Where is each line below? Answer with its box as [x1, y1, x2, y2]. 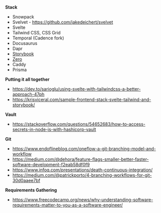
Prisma [12, 67, 27, 73]
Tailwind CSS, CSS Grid [12, 30, 61, 35]
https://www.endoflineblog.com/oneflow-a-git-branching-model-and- [12, 146, 156, 151]
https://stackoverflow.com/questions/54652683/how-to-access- [12, 121, 146, 127]
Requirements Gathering [5, 187, 57, 193]
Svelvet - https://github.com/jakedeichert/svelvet [12, 19, 113, 25]
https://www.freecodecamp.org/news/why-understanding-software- [12, 197, 153, 203]
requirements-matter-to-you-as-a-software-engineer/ [12, 202, 123, 208]
